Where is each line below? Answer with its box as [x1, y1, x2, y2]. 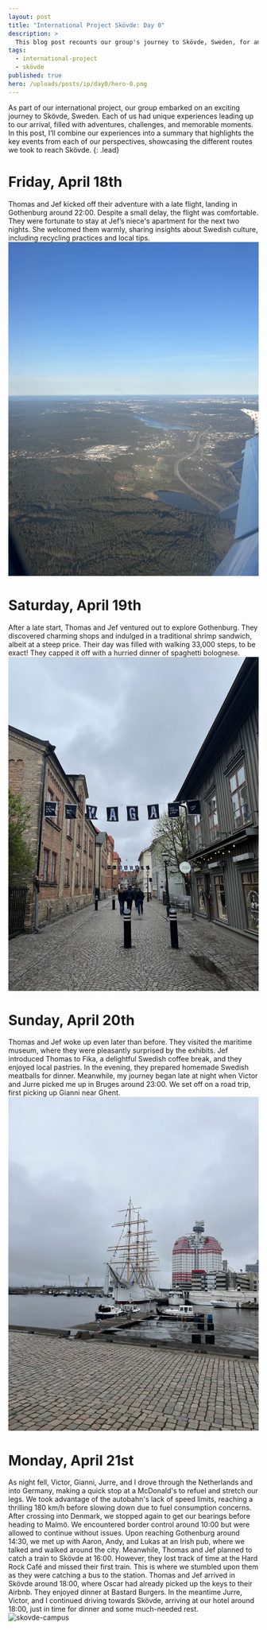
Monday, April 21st [8, 1451, 134, 1469]
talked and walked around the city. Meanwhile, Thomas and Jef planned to [8, 1545, 253, 1554]
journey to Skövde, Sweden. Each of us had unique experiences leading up [8, 111, 254, 121]
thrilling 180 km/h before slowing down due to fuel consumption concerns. [8, 1503, 252, 1512]
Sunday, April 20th [8, 1011, 135, 1029]
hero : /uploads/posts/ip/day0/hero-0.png [8, 80, 148, 87]
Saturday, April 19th [8, 596, 141, 614]
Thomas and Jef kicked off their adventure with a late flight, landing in [8, 199, 238, 208]
